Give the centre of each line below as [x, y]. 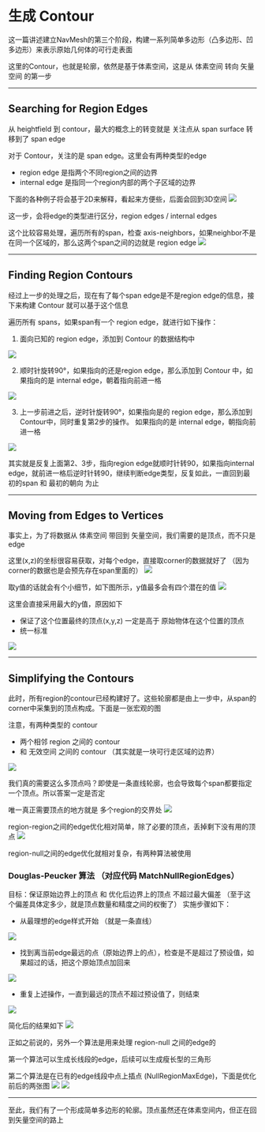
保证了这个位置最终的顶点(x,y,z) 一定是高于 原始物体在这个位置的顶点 [132, 621]
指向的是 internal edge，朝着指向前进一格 [94, 380]
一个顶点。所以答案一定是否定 [56, 793]
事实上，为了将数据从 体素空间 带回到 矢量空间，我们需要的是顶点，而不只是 [132, 536]
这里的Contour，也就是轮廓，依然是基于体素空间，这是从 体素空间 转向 [123, 66]
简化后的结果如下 [36, 1026]
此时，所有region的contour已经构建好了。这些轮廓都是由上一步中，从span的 [132, 698]
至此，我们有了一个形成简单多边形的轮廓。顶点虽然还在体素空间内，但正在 [129, 1110]
